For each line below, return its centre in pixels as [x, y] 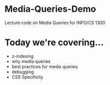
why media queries [31, 61]
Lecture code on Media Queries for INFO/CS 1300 [55, 23]
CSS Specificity [27, 77]
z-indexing [23, 56]
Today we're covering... [54, 42]
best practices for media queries [45, 66]
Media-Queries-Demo [50, 9]
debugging [23, 72]
